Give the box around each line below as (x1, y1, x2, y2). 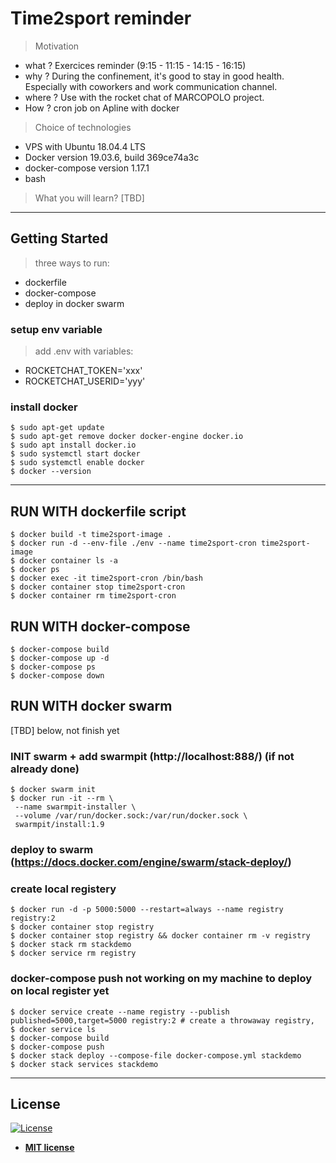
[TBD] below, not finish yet (10, 724, 120, 736)
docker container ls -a (19, 556, 118, 566)
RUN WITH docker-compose (10, 618, 191, 635)
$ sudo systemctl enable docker (10, 458, 145, 468)
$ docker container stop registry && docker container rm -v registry (10, 931, 311, 941)
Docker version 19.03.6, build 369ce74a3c (24, 151, 200, 163)
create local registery (10, 882, 117, 896)
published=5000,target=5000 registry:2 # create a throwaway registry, (10, 1015, 315, 1026)
